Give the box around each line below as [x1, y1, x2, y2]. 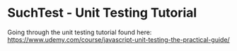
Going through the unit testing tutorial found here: [7, 28, 152, 36]
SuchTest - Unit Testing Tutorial [7, 5, 197, 21]
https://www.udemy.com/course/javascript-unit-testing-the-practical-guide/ [7, 35, 230, 43]
